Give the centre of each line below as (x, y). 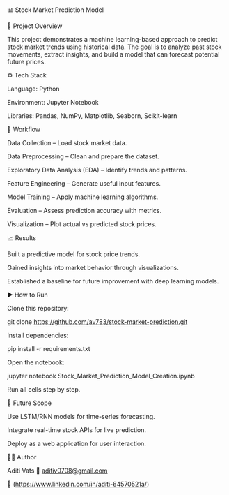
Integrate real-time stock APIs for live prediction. (77, 430)
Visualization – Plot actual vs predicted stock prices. (82, 224)
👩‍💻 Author (22, 457)
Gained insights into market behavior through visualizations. (93, 268)
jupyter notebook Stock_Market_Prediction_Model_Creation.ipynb (101, 376)
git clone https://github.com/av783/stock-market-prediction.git (97, 322)
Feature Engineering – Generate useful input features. (84, 183)
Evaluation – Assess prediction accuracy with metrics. (85, 210)
